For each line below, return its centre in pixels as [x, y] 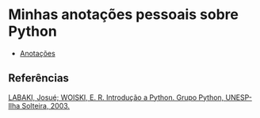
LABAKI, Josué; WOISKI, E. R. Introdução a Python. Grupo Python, [116, 97]
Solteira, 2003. [46, 105]
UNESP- [239, 97]
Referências [39, 78]
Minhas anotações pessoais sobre [124, 15]
